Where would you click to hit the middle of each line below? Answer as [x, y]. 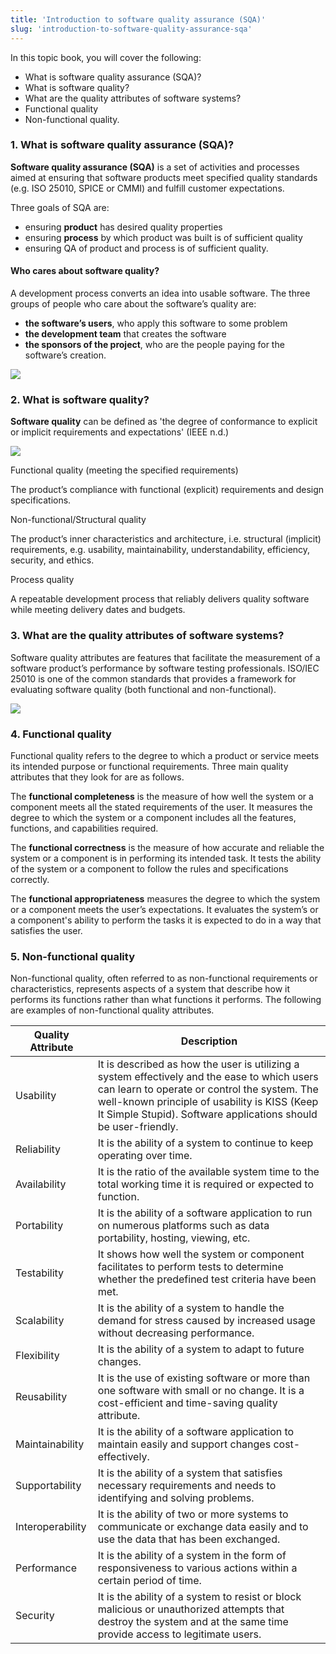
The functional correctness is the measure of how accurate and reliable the [167, 847]
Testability [40, 1273]
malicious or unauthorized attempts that [191, 1609]
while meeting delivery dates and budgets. [98, 610]
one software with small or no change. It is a [201, 1391]
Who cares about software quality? [85, 271]
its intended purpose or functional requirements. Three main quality [149, 766]
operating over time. [145, 1156]
